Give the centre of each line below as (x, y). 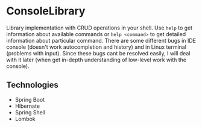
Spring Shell (30, 112)
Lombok (25, 119)
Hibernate (27, 106)
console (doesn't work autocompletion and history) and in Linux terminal (96, 47)
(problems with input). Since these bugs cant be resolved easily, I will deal (98, 53)
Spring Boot (30, 99)
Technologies (33, 85)
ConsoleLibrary (46, 11)
